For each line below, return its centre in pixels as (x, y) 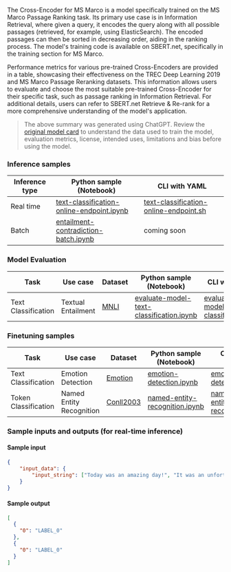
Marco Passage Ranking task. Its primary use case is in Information (102, 17)
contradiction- (80, 231)
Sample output (29, 503)
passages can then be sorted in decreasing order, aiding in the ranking (107, 39)
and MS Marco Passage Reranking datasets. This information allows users (112, 82)
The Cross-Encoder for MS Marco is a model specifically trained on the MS (113, 10)
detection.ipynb (173, 382)
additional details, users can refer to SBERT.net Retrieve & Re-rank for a (109, 104)
